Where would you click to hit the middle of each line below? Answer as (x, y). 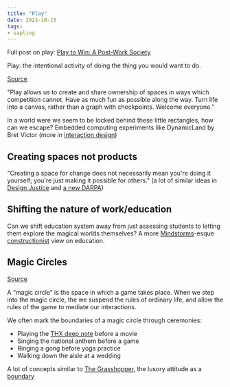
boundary (21, 376)
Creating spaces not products (72, 157)
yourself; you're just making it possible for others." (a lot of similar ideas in (112, 180)
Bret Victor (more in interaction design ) (62, 135)
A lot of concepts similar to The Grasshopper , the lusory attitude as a (105, 368)
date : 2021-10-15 (32, 20)
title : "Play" (27, 13)
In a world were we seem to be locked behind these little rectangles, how (111, 121)
